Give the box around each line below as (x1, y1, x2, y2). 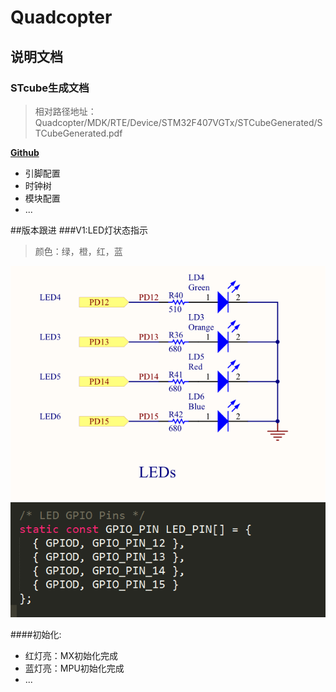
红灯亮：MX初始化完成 (24, 649, 118, 661)
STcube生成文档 (10, 81, 90, 95)
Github (10, 146, 40, 158)
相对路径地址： (34, 105, 97, 117)
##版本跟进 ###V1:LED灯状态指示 (10, 224, 149, 236)
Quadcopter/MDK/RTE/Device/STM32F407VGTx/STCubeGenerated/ (34, 116, 318, 128)
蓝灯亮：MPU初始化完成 (24, 662, 125, 674)
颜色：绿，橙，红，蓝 (34, 245, 123, 257)
